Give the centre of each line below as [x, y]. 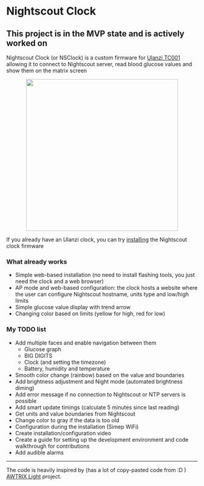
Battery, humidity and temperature [67, 368]
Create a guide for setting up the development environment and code [102, 439]
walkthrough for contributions [52, 446]
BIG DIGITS [38, 355]
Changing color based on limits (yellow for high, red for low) [90, 313]
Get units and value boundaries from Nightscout [75, 414]
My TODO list [26, 329]
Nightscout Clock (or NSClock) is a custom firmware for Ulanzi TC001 [93, 58]
